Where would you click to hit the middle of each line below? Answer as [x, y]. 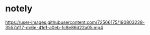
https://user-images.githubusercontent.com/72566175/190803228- [75, 22]
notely [19, 9]
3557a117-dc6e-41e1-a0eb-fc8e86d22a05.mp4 [54, 27]
